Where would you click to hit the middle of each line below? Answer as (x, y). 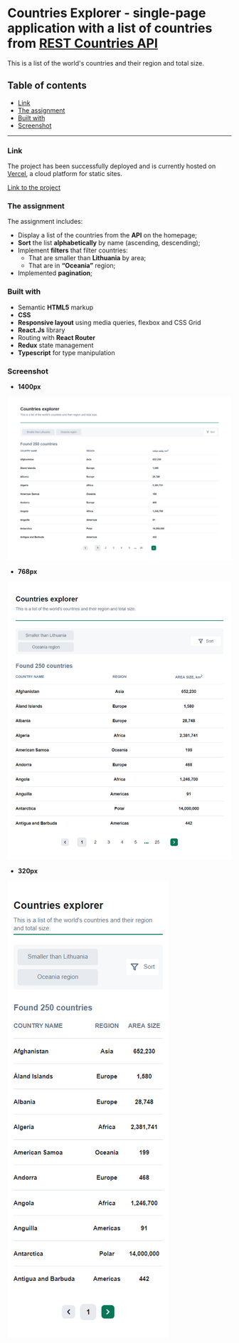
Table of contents (47, 86)
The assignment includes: (45, 222)
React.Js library (41, 330)
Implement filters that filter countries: (73, 250)
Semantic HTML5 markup (55, 307)
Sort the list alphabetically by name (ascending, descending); (109, 243)
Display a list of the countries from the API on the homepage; (107, 235)
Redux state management (55, 345)
